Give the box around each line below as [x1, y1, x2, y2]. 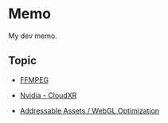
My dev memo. [8, 31, 57, 40]
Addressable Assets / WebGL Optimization [19, 106, 160, 115]
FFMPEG [19, 75, 49, 84]
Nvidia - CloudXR [19, 90, 77, 100]
